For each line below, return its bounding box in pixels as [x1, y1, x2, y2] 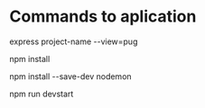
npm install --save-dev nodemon [9, 70, 133, 82]
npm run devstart [9, 88, 74, 99]
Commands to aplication [9, 6, 197, 27]
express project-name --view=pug [9, 36, 138, 47]
